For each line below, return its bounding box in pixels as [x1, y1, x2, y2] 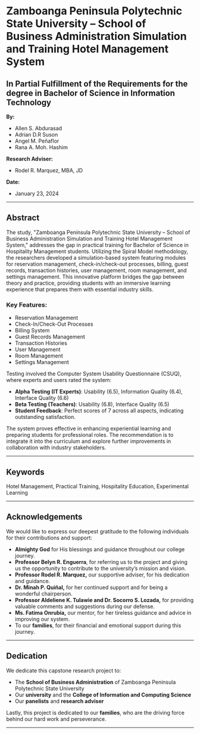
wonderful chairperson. [14, 590, 73, 597]
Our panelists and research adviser [14, 697, 104, 705]
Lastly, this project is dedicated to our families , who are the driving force [6, 709, 185, 716]
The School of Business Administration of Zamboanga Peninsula [14, 679, 176, 686]
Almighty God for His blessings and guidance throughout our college [14, 545, 185, 553]
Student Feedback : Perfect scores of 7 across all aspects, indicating [14, 407, 184, 414]
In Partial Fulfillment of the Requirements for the [6, 79, 188, 89]
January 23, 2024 [14, 190, 59, 197]
